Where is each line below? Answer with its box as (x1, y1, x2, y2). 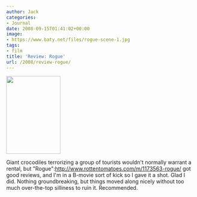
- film (6, 48, 23, 54)
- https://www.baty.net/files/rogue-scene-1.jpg (6, 37, 130, 43)
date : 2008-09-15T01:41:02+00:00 (6, 25, 90, 32)
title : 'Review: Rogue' (6, 53, 66, 59)
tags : (6, 43, 20, 49)
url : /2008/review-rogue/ (6, 59, 71, 65)
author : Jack (6, 8, 39, 15)
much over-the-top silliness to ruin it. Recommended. (6, 184, 138, 191)
